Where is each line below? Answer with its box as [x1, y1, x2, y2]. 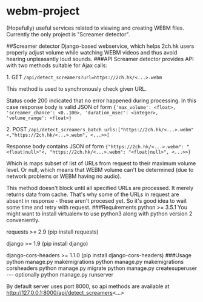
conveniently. [6, 216, 40, 223]
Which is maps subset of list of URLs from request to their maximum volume [6, 159, 196, 167]
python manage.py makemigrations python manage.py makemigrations [6, 258, 184, 265]
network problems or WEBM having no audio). [6, 172, 122, 180]
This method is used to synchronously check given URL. [6, 85, 147, 92]
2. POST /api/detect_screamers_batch [6, 125, 102, 133]
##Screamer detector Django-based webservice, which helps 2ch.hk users [6, 42, 195, 50]
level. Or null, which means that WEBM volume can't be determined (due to [6, 166, 194, 173]
